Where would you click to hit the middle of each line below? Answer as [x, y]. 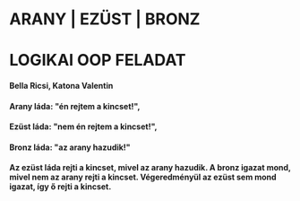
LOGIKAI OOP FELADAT [98, 61]
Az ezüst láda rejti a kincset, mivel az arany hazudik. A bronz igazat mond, [150, 168]
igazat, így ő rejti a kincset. [60, 187]
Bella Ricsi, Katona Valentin [61, 85]
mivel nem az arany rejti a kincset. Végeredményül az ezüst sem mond [143, 177]
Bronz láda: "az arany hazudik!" [70, 147]
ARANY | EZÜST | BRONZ [105, 19]
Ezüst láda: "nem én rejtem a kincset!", [84, 127]
